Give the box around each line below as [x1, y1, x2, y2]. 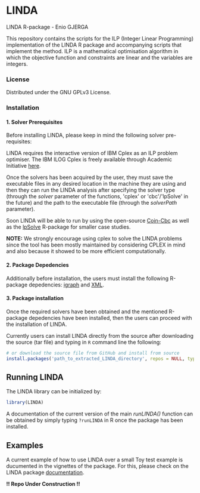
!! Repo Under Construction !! [6, 480, 80, 488]
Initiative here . [6, 162, 41, 170]
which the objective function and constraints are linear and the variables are [6, 54, 193, 61]
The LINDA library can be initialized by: [6, 388, 102, 395]
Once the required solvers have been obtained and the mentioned [6, 308, 168, 315]
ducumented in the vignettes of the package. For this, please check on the [6, 463, 189, 470]
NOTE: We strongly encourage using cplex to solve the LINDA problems [6, 235, 183, 242]
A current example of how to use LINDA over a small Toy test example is [6, 456, 183, 463]
